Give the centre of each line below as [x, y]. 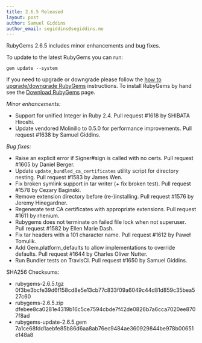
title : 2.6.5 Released [35, 12]
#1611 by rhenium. [37, 216]
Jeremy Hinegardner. [41, 203]
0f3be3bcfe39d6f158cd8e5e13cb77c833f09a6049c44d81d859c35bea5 [105, 290]
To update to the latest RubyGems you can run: [65, 57]
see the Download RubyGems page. [51, 92]
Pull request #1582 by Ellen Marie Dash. [64, 229]
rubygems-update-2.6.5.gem [51, 322]
